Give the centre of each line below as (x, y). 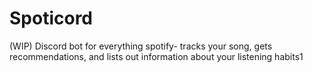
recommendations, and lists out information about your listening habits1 (156, 56)
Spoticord (51, 18)
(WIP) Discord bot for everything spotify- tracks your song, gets (141, 46)
